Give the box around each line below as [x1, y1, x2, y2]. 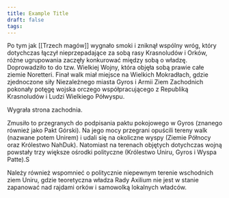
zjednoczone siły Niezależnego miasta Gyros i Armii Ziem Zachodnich [7, 78, 204, 86]
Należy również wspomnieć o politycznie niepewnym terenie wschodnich [7, 169, 214, 177]
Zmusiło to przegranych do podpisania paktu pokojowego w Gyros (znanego [7, 119, 223, 127]
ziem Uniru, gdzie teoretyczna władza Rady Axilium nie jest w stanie [7, 176, 200, 184]
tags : [7, 23, 23, 29]
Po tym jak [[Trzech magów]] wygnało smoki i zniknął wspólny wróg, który [7, 42, 217, 50]
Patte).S [7, 156, 29, 164]
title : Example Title [7, 10, 69, 17]
